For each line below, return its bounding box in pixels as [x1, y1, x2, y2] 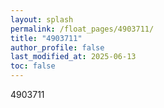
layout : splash [10, 14, 74, 25]
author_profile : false [10, 42, 105, 53]
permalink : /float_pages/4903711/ [10, 24, 155, 34]
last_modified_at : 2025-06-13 [10, 52, 137, 62]
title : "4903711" [10, 33, 83, 43]
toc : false [10, 61, 56, 71]
